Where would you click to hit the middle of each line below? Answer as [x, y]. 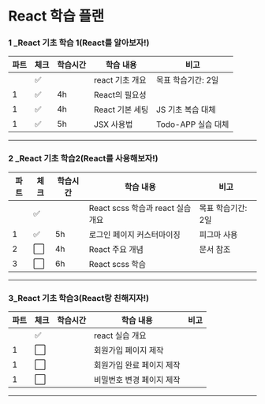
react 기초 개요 [120, 80]
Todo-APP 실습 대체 [193, 124]
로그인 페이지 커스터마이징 [134, 235]
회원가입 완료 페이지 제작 [137, 365]
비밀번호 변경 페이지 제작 [137, 380]
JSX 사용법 [113, 124]
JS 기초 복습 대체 [186, 109]
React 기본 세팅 [121, 109]
